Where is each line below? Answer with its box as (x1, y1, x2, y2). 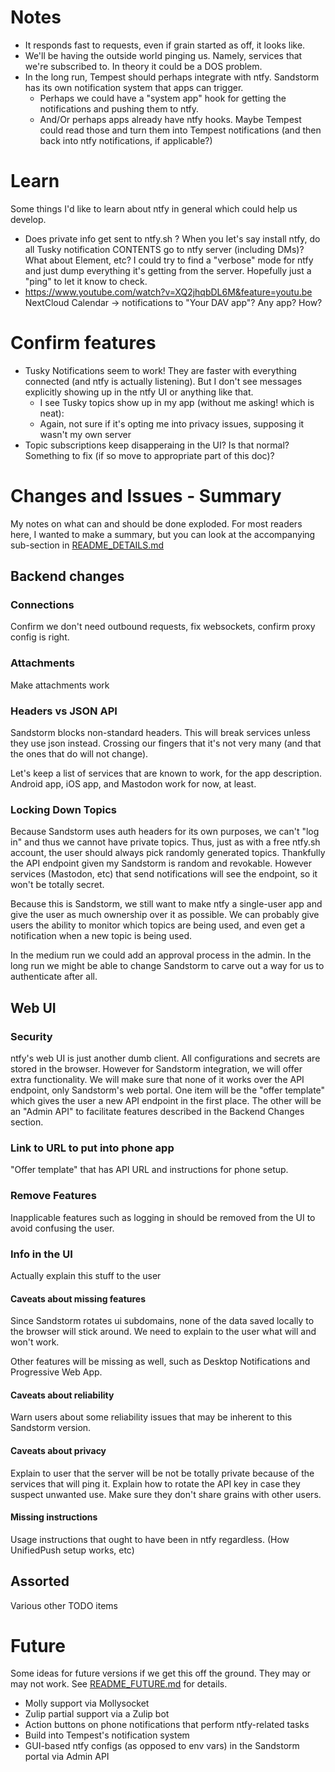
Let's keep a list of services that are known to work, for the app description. (10, 767, 323, 780)
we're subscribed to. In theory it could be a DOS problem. (24, 60, 263, 72)
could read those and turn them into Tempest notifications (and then (39, 124, 322, 136)
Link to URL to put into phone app (10, 1141, 175, 1155)
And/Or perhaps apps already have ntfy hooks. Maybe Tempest (39, 113, 302, 125)
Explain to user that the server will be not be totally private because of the (10, 1467, 315, 1479)
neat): (39, 407, 65, 419)
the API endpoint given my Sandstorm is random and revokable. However (10, 857, 312, 870)
